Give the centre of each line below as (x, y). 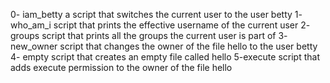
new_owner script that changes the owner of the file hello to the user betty (164, 46)
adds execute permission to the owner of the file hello (121, 67)
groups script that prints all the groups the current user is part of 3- (149, 35)
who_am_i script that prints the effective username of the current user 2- (160, 25)
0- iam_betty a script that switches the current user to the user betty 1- (156, 14)
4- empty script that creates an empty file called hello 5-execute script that (165, 57)
